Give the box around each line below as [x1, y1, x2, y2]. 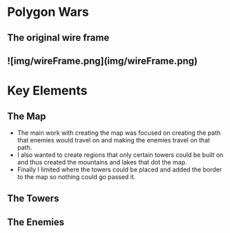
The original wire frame [7, 32, 110, 44]
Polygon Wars [7, 4, 90, 20]
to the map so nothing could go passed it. [17, 172, 136, 180]
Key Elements [7, 83, 88, 99]
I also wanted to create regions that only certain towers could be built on [17, 150, 224, 159]
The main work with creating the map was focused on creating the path [17, 129, 221, 137]
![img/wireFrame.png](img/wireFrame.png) [7, 55, 198, 66]
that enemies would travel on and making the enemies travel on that [17, 136, 211, 144]
